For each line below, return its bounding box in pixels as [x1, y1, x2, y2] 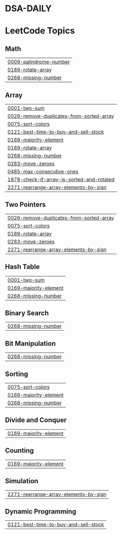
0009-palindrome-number [7, 59, 70, 65]
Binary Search [5, 309, 49, 317]
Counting [5, 447, 34, 455]
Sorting [5, 370, 28, 378]
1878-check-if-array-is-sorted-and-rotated [7, 176, 115, 183]
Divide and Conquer [5, 416, 67, 424]
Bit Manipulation [5, 339, 56, 348]
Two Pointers [5, 200, 46, 209]
